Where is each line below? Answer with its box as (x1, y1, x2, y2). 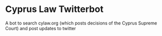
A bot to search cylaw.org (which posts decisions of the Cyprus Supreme (5, 20, 157, 26)
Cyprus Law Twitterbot (5, 3, 103, 15)
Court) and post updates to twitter (5, 25, 76, 31)
